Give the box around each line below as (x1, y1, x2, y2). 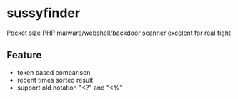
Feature (6, 49, 42, 61)
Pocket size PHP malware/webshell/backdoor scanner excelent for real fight (6, 28, 232, 37)
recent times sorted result (16, 75, 94, 84)
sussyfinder (6, 5, 80, 21)
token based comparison (16, 68, 91, 76)
